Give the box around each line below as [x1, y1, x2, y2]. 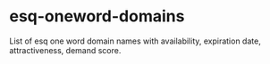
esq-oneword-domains [9, 6, 185, 27]
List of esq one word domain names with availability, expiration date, [9, 36, 261, 46]
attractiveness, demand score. [9, 44, 122, 55]
